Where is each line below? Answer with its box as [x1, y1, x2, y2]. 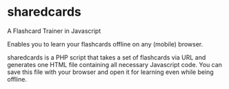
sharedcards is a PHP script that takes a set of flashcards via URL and [7, 53, 206, 62]
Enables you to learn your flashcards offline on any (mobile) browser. [7, 40, 203, 48]
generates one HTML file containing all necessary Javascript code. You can [7, 60, 223, 68]
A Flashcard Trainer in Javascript [7, 27, 101, 35]
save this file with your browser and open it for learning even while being [7, 68, 214, 76]
